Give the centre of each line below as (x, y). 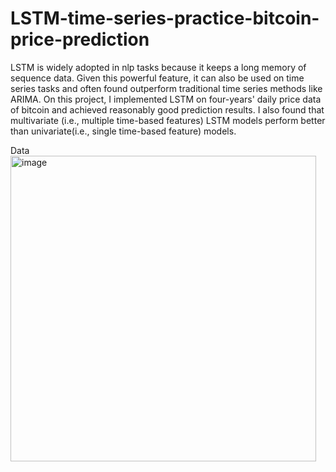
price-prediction (80, 39)
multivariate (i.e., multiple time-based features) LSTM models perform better (168, 120)
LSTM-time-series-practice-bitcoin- (165, 18)
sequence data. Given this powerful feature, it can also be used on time (157, 78)
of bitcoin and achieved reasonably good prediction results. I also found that (167, 109)
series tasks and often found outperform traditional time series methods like (166, 88)
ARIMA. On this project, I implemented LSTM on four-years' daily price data (166, 99)
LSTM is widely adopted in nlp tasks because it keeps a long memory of (158, 67)
